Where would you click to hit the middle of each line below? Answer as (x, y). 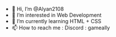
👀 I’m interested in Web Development (57, 15)
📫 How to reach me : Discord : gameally (61, 28)
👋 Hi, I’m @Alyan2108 (38, 9)
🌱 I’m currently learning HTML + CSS (57, 21)
